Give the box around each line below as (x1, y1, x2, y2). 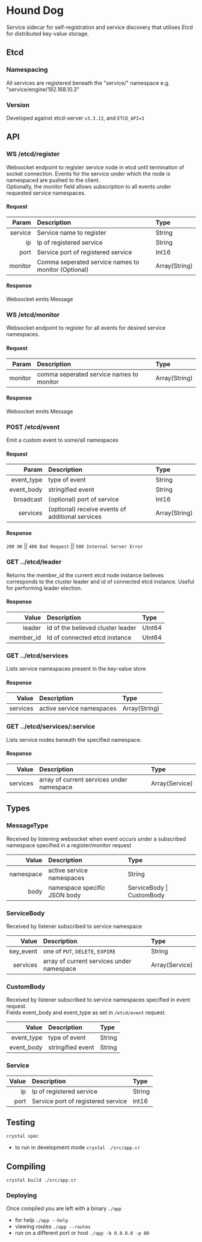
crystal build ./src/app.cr (6, 1178, 77, 1184)
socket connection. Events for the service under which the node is (6, 170, 171, 177)
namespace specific (47, 883, 106, 892)
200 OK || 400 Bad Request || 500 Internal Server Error (6, 543, 143, 550)
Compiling (6, 1161, 46, 1171)
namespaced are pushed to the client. (6, 176, 100, 184)
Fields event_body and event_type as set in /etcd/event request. (6, 1009, 167, 1016)
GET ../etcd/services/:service (6, 723, 96, 731)
